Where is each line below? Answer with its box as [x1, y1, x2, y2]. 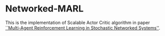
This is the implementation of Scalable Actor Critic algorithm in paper [5, 19, 150, 25]
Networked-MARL [5, 3, 84, 14]
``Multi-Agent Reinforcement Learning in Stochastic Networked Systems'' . [5, 24, 160, 30]
